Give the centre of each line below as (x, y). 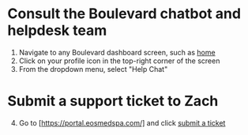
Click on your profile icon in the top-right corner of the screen (119, 61)
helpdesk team (57, 30)
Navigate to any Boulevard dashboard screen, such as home (117, 52)
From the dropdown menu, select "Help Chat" (93, 69)
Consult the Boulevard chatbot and (124, 14)
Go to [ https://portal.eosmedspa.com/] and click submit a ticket (122, 122)
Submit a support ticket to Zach (113, 101)
